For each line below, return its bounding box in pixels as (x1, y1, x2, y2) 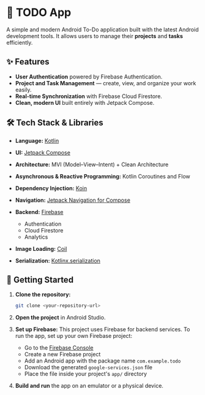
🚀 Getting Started (6, 274, 74, 285)
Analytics (24, 233, 48, 240)
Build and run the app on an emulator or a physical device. (15, 382, 164, 389)
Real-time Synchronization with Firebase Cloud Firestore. (15, 92, 162, 100)
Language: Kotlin (15, 137, 59, 144)
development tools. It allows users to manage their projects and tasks (6, 32, 184, 39)
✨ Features (6, 56, 50, 67)
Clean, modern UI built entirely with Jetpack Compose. (15, 99, 155, 106)
